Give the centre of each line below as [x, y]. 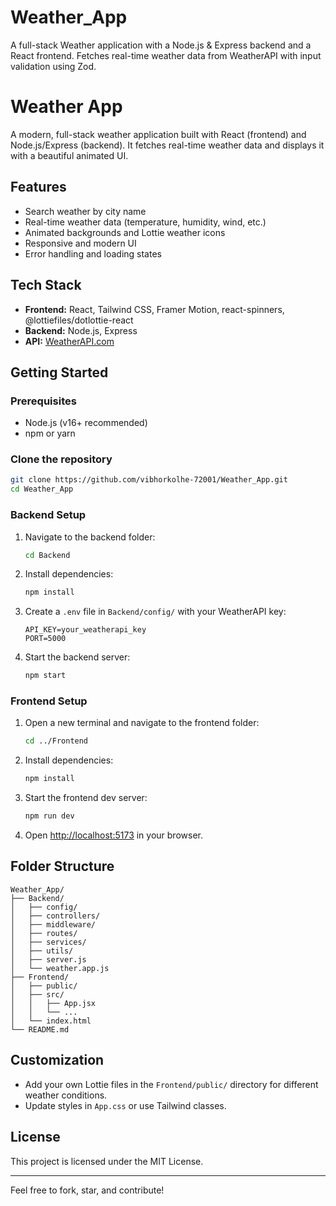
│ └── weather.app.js [60, 968]
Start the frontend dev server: [86, 798]
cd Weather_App [42, 489]
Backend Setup [48, 515]
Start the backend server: [77, 657]
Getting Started [59, 372]
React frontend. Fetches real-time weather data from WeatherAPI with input [166, 55]
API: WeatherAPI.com [69, 341]
